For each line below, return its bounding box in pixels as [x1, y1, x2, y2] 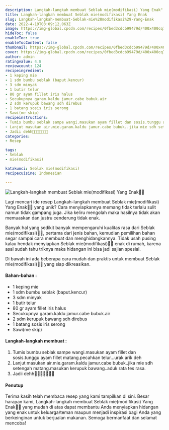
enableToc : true [5, 36, 39, 41]
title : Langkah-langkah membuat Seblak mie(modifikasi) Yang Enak [5, 12, 147, 17]
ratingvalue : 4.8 [5, 59, 42, 64]
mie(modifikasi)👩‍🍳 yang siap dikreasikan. [5, 261, 91, 267]
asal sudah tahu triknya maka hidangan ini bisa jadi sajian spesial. [5, 246, 141, 252]
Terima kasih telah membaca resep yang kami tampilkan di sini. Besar [5, 393, 149, 399]
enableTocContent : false [5, 40, 57, 45]
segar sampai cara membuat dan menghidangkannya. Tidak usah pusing [5, 235, 156, 241]
